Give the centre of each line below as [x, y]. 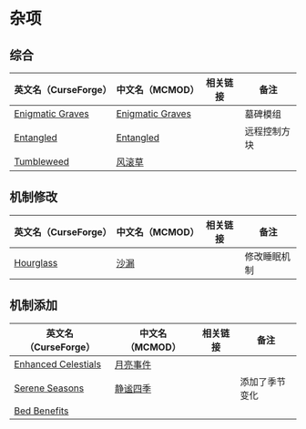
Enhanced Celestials [58, 363]
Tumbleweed [42, 162]
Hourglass [36, 262]
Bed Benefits [41, 411]
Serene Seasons [49, 388]
